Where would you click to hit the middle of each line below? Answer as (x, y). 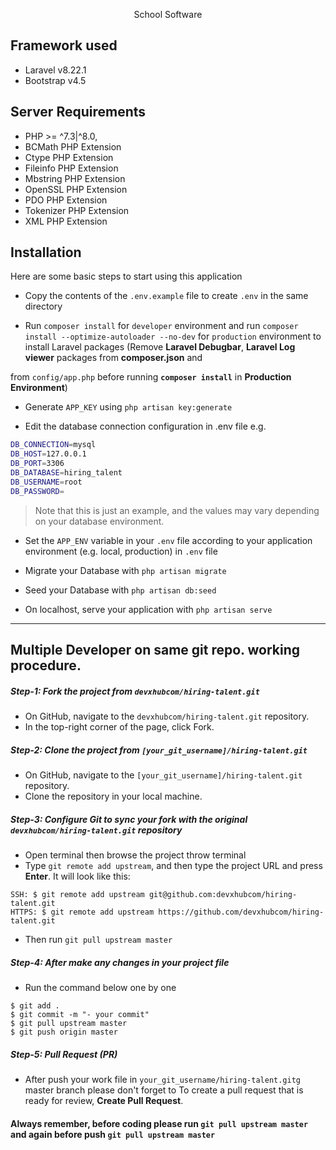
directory (43, 306)
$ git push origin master (64, 1032)
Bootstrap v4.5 (55, 80)
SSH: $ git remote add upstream (77, 894)
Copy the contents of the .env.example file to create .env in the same (166, 296)
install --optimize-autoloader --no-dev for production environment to (173, 336)
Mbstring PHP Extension (75, 178)
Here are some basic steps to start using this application (126, 276)
